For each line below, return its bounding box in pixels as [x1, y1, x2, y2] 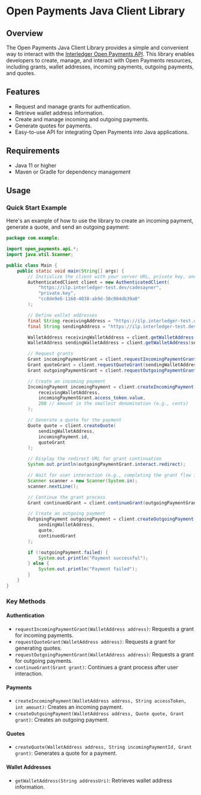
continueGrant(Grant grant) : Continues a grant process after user [14, 664, 178, 671]
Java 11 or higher [14, 162, 57, 169]
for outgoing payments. [14, 657, 73, 664]
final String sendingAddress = [28, 323, 106, 330]
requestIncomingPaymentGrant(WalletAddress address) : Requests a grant [14, 625, 194, 632]
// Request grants [28, 351, 74, 357]
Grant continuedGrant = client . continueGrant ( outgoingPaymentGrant [28, 500, 199, 506]
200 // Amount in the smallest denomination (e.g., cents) [38, 401, 188, 407]
